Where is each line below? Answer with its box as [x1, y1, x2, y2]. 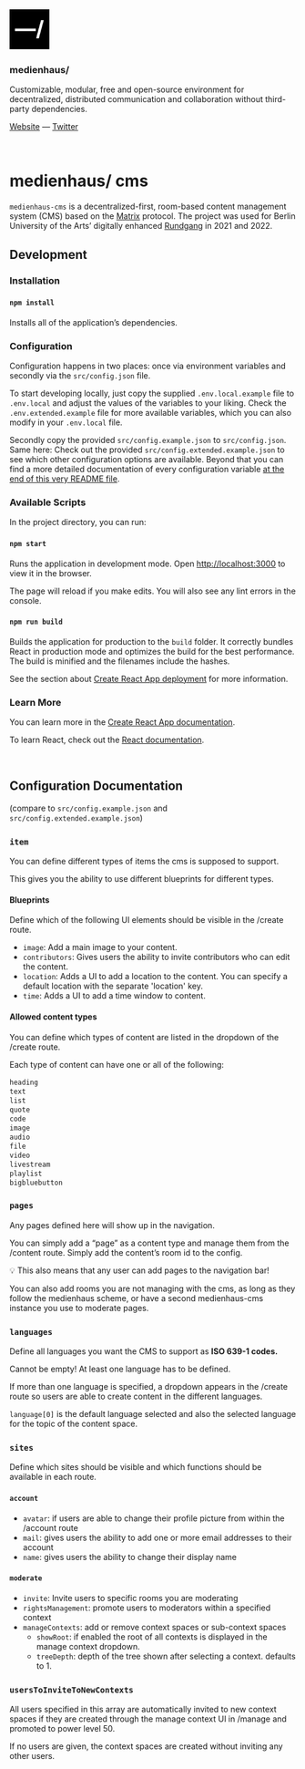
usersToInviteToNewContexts [9, 1684, 134, 1695]
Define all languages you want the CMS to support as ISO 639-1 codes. [9, 1346, 279, 1357]
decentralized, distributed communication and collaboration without [9, 94, 264, 105]
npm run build [9, 617, 64, 627]
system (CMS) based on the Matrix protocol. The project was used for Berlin [9, 211, 296, 222]
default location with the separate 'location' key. [22, 980, 203, 992]
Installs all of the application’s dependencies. [9, 316, 178, 327]
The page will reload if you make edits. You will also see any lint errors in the [9, 585, 296, 596]
